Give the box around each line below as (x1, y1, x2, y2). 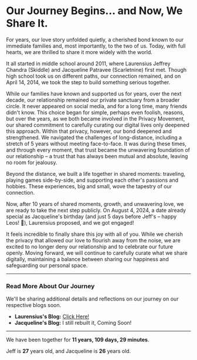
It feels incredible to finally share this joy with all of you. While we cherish (6, 231, 184, 238)
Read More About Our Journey (6, 282, 95, 290)
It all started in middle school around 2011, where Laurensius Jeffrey (6, 60, 171, 67)
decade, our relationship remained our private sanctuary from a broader (6, 96, 180, 104)
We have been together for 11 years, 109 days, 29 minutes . (6, 336, 150, 344)
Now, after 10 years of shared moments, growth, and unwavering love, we (6, 200, 184, 207)
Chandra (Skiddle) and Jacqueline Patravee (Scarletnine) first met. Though (6, 66, 187, 73)
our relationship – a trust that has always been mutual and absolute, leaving (6, 152, 188, 159)
